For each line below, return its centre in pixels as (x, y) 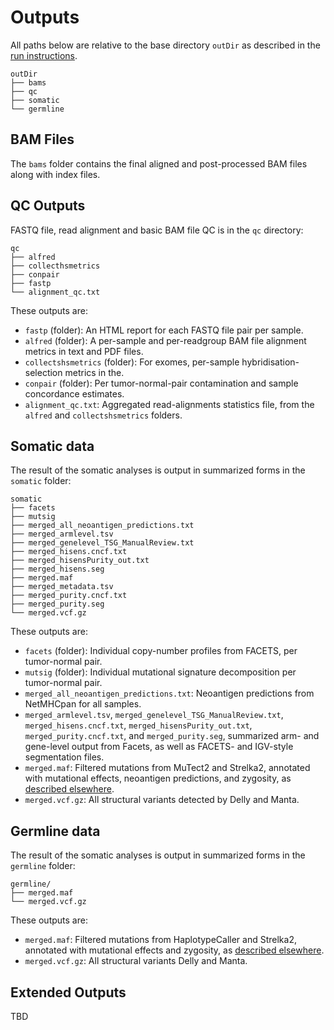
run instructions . (44, 55)
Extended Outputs (68, 992)
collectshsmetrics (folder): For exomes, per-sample (132, 362)
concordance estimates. (74, 393)
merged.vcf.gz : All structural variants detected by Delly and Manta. (162, 800)
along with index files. (55, 174)
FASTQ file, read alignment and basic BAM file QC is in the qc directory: (157, 230)
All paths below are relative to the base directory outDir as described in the (165, 45)
